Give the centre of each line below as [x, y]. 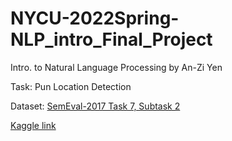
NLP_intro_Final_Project [111, 39]
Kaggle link [33, 125]
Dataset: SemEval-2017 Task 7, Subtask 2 [95, 106]
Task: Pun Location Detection [71, 86]
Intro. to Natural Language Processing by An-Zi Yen [116, 67]
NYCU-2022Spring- [95, 18]
